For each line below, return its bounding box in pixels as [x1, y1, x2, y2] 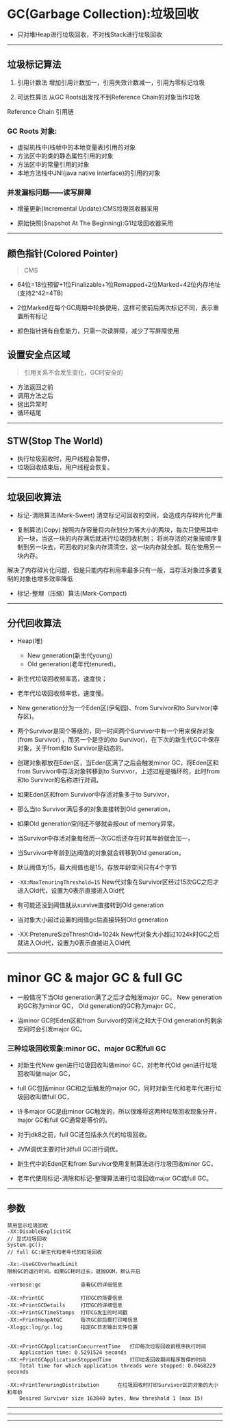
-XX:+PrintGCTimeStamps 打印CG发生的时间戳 [7, 1309, 128, 1316]
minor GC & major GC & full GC [7, 970, 183, 985]
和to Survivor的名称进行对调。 [16, 776, 103, 784]
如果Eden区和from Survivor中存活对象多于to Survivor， [16, 791, 173, 799]
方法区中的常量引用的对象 [16, 161, 90, 169]
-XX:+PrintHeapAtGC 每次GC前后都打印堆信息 [7, 1317, 138, 1324]
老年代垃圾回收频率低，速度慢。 [16, 689, 107, 697]
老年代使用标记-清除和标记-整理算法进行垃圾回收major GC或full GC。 [16, 1174, 213, 1182]
